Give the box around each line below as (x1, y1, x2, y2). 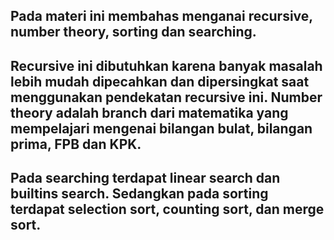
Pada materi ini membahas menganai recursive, (10, 8, 313, 25)
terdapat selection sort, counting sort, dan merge (10, 201, 325, 218)
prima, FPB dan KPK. (10, 135, 142, 153)
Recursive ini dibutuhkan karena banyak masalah (10, 57, 323, 74)
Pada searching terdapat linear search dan (10, 170, 281, 187)
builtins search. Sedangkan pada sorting (10, 185, 269, 203)
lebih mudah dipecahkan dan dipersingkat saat (10, 73, 310, 90)
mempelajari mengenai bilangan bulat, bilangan (10, 120, 313, 137)
